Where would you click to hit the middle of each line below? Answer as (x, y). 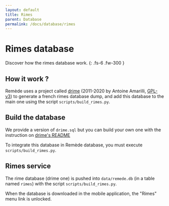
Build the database (35, 117)
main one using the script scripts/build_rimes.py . (58, 102)
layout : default (22, 10)
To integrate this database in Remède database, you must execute (74, 145)
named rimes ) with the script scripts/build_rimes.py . (61, 184)
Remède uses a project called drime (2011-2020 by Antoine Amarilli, (76, 91)
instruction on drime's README (38, 135)
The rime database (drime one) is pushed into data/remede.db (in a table (80, 178)
